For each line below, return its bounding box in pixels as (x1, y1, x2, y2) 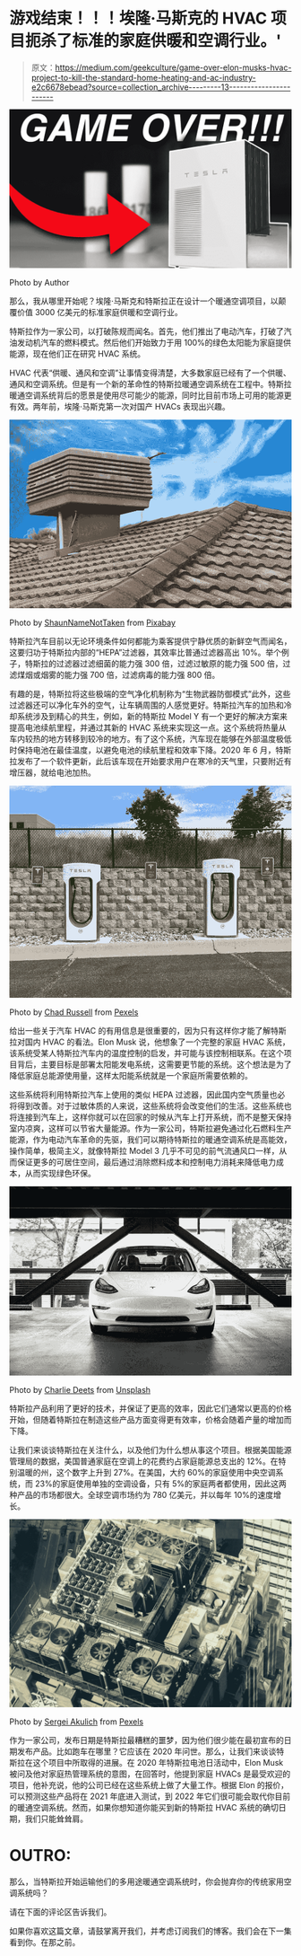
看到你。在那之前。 (9, 1937, 81, 1948)
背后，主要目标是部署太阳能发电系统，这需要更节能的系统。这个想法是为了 (16, 1059, 292, 1070)
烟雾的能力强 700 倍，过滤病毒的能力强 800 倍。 (39, 670, 220, 681)
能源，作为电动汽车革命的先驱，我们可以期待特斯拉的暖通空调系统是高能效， (9, 1134, 292, 1145)
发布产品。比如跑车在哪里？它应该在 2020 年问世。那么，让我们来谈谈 (16, 1746, 277, 1757)
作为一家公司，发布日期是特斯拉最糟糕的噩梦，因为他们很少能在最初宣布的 (9, 1735, 284, 1746)
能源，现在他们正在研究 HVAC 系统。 (9, 348, 146, 359)
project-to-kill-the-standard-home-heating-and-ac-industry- (30, 72, 257, 83)
